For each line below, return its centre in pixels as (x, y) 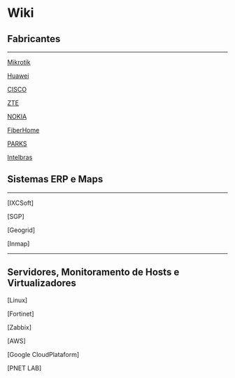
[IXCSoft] (20, 203)
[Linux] (17, 300)
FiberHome (23, 130)
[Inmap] (19, 243)
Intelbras (20, 157)
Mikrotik (19, 62)
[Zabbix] (20, 327)
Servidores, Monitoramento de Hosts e (93, 272)
